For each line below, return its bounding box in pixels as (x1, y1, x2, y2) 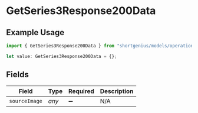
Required (68, 87, 94, 95)
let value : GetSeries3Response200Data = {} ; (6, 53, 117, 59)
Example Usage (6, 28, 65, 37)
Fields (6, 70, 29, 80)
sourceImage (9, 98, 43, 104)
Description (100, 87, 134, 95)
